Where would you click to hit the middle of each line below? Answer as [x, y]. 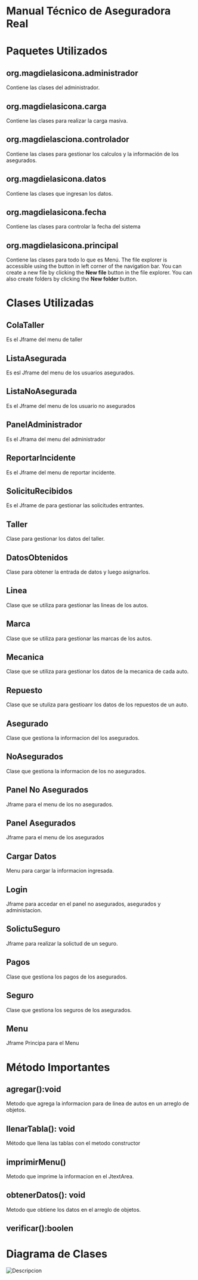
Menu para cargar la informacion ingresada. [60, 871]
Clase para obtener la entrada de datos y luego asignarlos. [78, 572]
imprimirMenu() [36, 1162]
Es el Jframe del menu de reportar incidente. [61, 472]
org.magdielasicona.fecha [56, 213]
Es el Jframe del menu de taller [44, 340]
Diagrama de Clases [57, 1254]
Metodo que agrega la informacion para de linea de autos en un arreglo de [98, 1104]
